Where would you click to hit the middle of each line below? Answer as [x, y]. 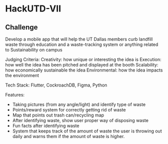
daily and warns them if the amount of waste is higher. [68, 136]
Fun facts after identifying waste [46, 126]
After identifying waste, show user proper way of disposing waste [80, 120]
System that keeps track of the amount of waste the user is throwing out [87, 131]
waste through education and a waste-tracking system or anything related [82, 44]
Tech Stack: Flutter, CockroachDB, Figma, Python [56, 85]
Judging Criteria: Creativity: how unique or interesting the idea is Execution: [83, 59]
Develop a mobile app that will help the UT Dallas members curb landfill [79, 39]
